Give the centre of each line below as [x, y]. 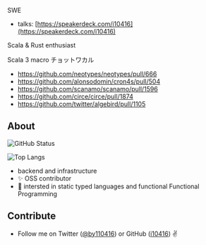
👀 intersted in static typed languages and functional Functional [108, 186]
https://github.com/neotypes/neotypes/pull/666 [87, 74]
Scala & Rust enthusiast [42, 45]
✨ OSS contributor [44, 178]
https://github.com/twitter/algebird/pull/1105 [81, 104]
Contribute [32, 216]
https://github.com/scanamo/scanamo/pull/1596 [88, 89]
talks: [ [27, 24]
